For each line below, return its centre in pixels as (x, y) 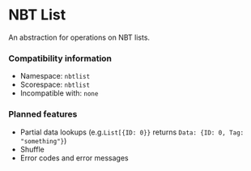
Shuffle (32, 149)
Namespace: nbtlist (55, 76)
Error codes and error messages (74, 158)
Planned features (43, 114)
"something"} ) (43, 140)
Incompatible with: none (59, 93)
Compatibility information (60, 58)
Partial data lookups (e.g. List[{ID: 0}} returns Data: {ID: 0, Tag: (132, 132)
